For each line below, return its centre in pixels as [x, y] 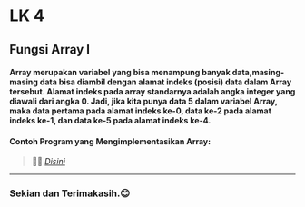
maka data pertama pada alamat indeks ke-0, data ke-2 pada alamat [141, 111]
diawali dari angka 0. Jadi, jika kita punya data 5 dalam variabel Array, [143, 102]
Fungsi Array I [50, 49]
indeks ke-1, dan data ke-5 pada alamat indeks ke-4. [110, 121]
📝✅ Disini [49, 162]
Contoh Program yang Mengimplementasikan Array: [110, 141]
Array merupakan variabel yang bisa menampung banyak [120, 73]
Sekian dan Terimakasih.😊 [70, 193]
